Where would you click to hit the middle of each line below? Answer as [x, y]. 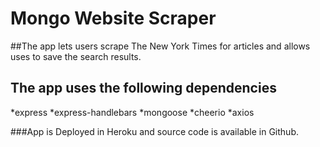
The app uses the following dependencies [143, 88]
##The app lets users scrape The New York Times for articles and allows [160, 46]
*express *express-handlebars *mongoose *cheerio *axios [132, 112]
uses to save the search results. [76, 56]
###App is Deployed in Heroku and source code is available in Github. [154, 131]
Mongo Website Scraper [113, 18]
